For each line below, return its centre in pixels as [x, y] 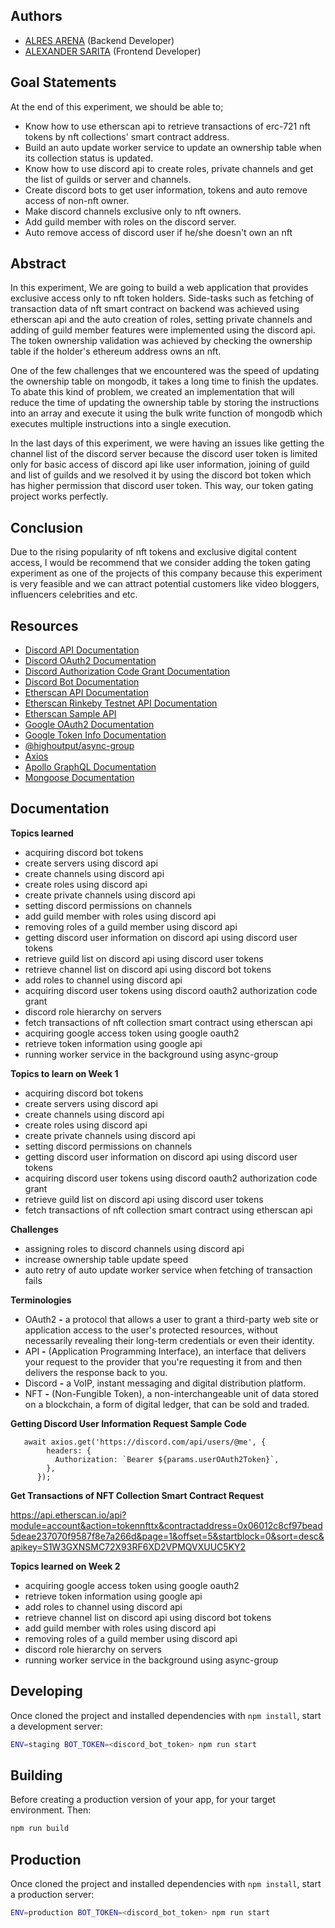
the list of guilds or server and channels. [108, 179]
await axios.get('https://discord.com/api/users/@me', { [145, 1442]
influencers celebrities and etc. [74, 595]
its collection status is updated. [89, 158]
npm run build [40, 1829]
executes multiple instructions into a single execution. [121, 424]
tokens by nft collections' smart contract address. [127, 136]
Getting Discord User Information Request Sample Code [128, 1423]
